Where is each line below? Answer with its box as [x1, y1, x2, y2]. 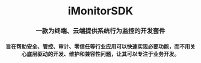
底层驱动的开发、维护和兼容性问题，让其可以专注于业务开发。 [26, 50, 180, 58]
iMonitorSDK [67, 4, 134, 18]
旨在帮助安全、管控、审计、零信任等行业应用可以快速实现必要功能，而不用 [5, 43, 190, 50]
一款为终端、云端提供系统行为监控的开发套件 [36, 27, 165, 35]
